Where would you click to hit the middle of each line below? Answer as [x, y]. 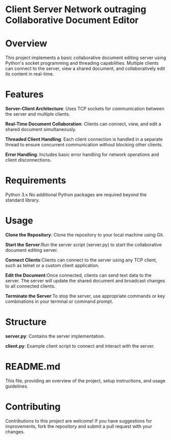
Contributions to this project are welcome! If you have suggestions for [79, 421]
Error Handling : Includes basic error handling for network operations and [82, 154]
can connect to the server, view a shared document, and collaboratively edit [85, 69]
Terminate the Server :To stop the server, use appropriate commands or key [85, 296]
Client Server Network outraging [76, 9]
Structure [26, 322]
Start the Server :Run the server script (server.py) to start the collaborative [83, 244]
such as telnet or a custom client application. [52, 265]
